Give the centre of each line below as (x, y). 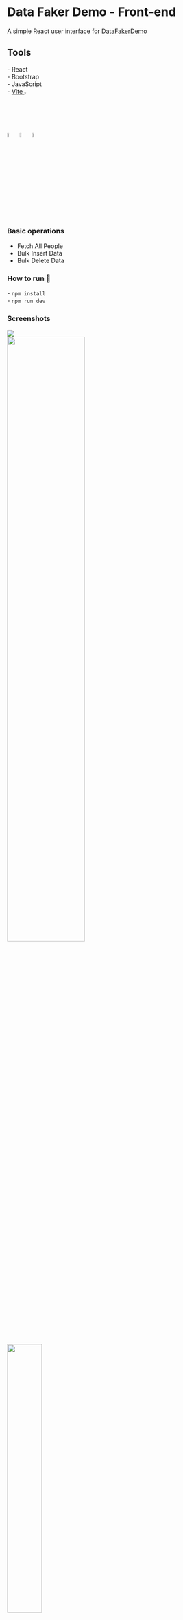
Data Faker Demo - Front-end (92, 12)
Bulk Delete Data (41, 261)
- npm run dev (26, 301)
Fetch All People (40, 246)
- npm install (26, 293)
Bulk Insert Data (40, 253)
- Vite (15, 91)
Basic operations (36, 231)
